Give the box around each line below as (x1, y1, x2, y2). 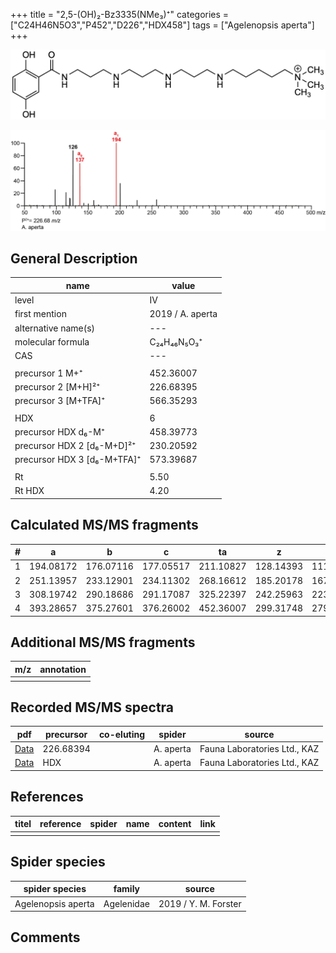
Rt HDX (14, 485, 45, 497)
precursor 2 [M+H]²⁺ (14, 380, 101, 393)
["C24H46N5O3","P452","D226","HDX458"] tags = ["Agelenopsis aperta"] (10, 19, 315, 31)
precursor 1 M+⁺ (14, 367, 83, 379)
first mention (14, 308, 67, 320)
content (158, 818, 192, 830)
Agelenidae (103, 897, 150, 909)
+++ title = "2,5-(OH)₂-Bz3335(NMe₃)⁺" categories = (10, 9, 230, 20)
